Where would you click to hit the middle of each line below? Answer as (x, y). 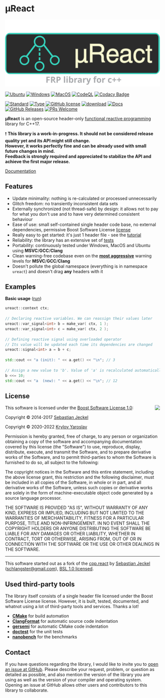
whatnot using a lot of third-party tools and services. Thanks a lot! (72, 607)
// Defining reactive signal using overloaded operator (63, 339)
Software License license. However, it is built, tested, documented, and (77, 601)
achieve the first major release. (38, 161)
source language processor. (33, 498)
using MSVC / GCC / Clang (37, 251)
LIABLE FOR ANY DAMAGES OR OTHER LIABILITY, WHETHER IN (70, 534)
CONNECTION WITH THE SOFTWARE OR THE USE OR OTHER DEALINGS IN (82, 544)
